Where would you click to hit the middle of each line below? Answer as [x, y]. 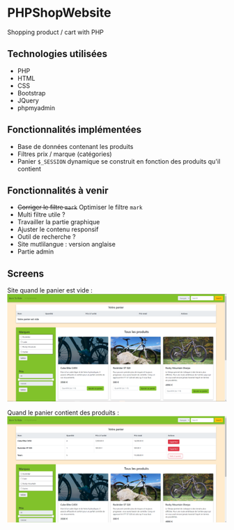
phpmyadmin [36, 108]
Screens [25, 273]
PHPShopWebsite [59, 13]
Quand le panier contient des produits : [63, 412]
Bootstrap [31, 93]
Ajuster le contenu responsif [58, 229]
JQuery [28, 100]
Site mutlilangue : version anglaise [67, 244]
